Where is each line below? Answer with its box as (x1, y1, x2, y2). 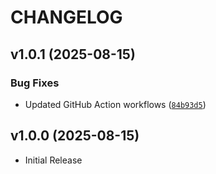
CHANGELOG (10, 6, 123, 29)
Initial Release (24, 154, 83, 166)
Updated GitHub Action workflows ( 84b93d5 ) (24, 98, 207, 110)
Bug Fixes (10, 76, 60, 90)
